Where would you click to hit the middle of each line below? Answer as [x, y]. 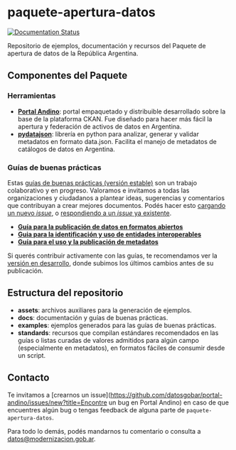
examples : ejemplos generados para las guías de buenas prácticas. [117, 325]
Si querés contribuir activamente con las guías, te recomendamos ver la [113, 256]
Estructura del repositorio [65, 293]
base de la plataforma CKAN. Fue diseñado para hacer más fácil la [115, 119]
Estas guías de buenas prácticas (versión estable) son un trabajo [102, 182]
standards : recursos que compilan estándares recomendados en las [118, 333]
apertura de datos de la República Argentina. [73, 53]
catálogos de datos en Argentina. [66, 149]
